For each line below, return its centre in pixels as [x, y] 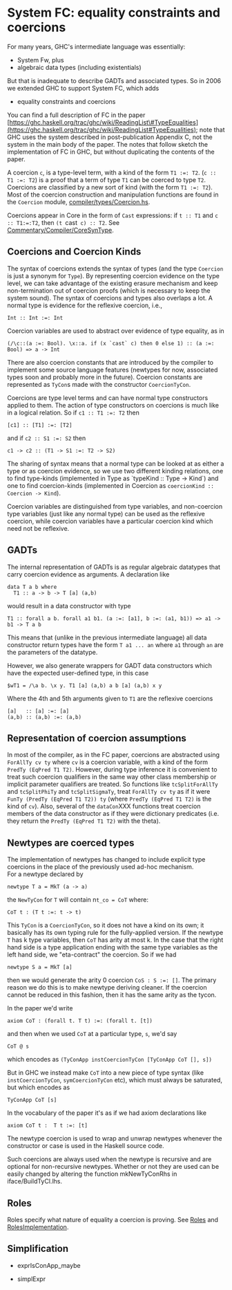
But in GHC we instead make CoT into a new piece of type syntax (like [106, 1073]
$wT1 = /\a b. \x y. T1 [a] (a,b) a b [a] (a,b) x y [85, 685]
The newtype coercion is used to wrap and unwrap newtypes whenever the [115, 1138]
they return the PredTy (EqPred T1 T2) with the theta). [84, 821]
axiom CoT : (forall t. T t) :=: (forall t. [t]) [80, 1021]
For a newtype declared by [46, 874]
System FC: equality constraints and [114, 13]
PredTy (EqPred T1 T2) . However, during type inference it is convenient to [112, 770]
